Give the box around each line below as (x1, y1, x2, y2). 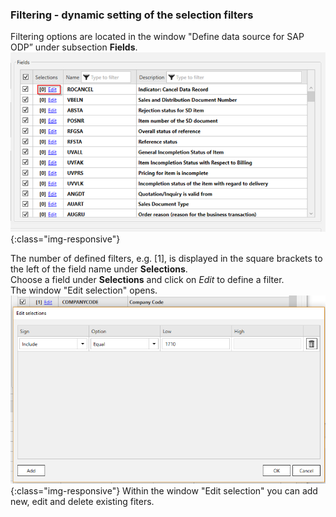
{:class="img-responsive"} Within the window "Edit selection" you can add (10, 485, 318, 497)
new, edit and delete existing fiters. (10, 496, 155, 508)
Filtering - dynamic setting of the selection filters (10, 8, 254, 22)
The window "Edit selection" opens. (10, 284, 158, 296)
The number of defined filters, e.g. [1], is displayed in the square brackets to (10, 252, 323, 264)
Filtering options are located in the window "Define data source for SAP (10, 31, 305, 43)
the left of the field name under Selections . (10, 263, 188, 275)
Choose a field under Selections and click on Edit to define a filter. (10, 273, 285, 285)
